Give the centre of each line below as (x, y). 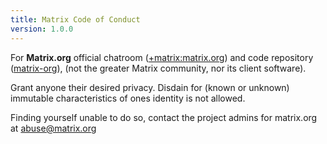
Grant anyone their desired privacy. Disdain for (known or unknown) (150, 87)
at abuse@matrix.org (53, 128)
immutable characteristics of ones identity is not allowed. (128, 98)
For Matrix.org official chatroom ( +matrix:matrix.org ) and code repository (162, 57)
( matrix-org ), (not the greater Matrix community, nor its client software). (158, 68)
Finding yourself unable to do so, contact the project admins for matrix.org (164, 117)
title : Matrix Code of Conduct (75, 19)
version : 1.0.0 (42, 29)
